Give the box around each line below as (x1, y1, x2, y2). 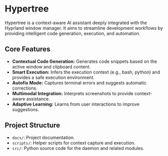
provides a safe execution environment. (12, 74, 95, 81)
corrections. (12, 85, 37, 91)
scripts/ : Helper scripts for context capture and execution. (12, 139, 136, 146)
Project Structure (5, 121, 60, 130)
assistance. (26, 96, 50, 102)
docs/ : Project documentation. (12, 134, 75, 140)
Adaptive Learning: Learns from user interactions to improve (12, 101, 140, 107)
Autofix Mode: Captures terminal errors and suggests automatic (12, 80, 147, 86)
